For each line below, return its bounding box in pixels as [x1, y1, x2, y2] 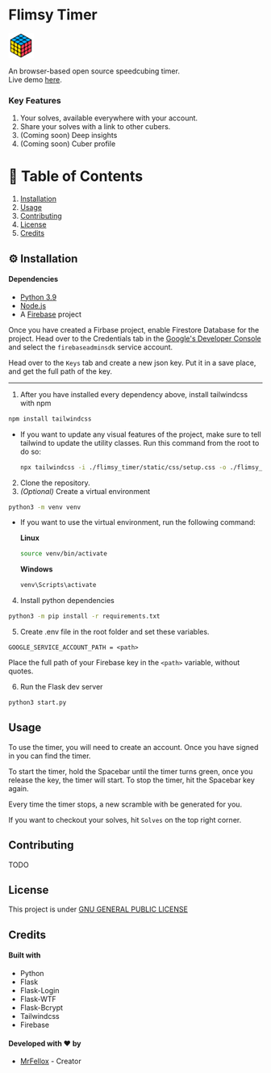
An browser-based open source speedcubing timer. [8, 66, 180, 76]
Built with [8, 950, 41, 960]
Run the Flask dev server [19, 682, 103, 692]
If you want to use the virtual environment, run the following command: [19, 518, 256, 527]
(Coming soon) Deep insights [19, 131, 118, 140]
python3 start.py [8, 698, 67, 707]
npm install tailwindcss [8, 414, 92, 423]
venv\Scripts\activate [19, 581, 97, 589]
